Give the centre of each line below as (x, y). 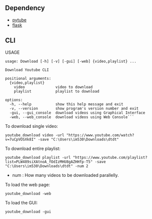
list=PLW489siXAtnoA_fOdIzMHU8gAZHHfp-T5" (49, 162)
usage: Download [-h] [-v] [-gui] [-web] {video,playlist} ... (71, 61)
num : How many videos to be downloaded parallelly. (65, 175)
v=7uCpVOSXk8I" (21, 139)
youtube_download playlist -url (38, 157)
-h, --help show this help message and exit (66, 104)
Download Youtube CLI (27, 70)
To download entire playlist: (33, 148)
